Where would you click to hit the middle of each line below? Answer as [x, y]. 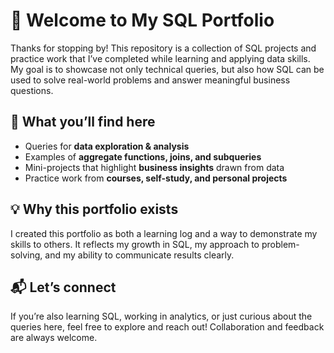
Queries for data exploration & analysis [107, 146]
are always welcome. [54, 338]
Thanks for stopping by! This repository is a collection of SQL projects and [163, 48]
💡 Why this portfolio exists [94, 209]
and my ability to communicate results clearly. [139, 255]
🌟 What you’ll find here [83, 122]
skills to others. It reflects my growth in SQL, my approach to [135, 244]
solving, [26, 255]
